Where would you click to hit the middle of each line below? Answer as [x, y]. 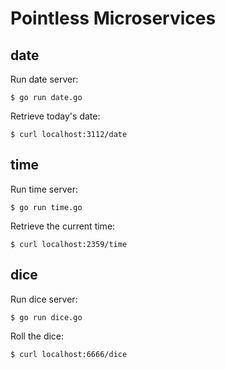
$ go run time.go [46, 207]
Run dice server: [44, 299]
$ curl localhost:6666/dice [69, 354]
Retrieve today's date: [55, 116]
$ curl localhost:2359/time [69, 244]
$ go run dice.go [46, 317]
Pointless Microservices [113, 18]
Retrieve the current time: [63, 226]
